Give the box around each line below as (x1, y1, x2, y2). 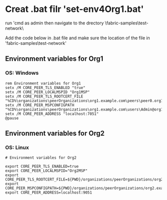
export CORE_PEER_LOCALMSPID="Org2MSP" (5, 168, 88, 174)
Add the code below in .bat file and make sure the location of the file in (5, 35, 150, 41)
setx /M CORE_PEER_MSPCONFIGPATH (5, 102, 75, 107)
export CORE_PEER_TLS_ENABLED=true (5, 164, 79, 169)
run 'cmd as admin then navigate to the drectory (5, 20, 104, 26)
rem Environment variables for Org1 (5, 81, 81, 86)
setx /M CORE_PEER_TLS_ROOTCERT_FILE (5, 94, 83, 99)
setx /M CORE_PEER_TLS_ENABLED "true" (5, 85, 85, 90)
